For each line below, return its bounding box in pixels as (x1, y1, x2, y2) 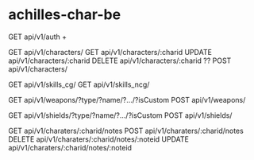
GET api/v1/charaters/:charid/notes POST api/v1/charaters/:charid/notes (8, 126, 244, 135)
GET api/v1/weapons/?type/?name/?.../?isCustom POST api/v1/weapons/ (8, 95, 246, 104)
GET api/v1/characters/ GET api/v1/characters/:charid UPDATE (8, 47, 213, 57)
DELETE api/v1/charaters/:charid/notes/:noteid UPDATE (8, 134, 189, 144)
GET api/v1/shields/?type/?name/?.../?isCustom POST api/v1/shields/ (8, 110, 233, 120)
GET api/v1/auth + (8, 32, 67, 41)
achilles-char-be (8, 6, 121, 24)
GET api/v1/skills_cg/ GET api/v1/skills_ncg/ (8, 80, 150, 89)
